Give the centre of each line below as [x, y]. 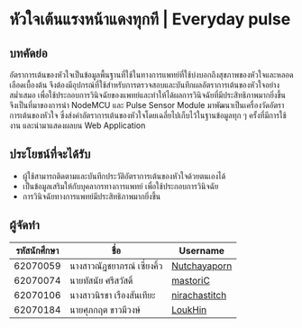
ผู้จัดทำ [25, 225]
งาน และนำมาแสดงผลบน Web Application [78, 125]
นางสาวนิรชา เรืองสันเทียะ [113, 295]
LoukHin [189, 309]
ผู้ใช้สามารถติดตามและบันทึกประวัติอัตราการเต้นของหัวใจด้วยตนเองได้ [124, 176]
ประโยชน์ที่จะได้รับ [50, 155]
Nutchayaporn [201, 266]
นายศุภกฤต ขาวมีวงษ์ [105, 309]
